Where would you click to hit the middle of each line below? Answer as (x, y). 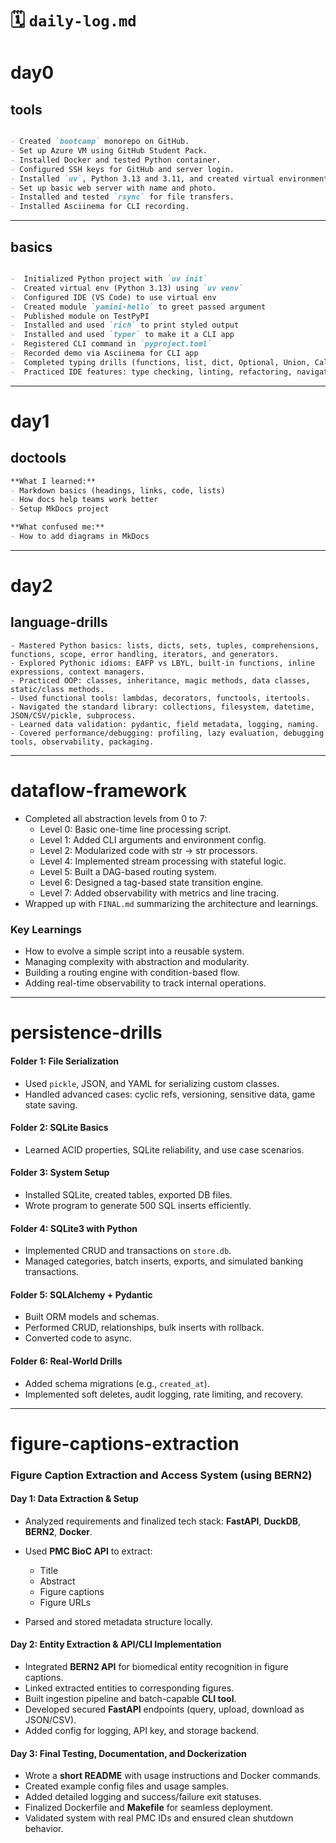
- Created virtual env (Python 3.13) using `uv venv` (127, 288)
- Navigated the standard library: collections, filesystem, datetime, (162, 707)
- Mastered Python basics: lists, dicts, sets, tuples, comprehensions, (165, 645)
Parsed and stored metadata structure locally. (118, 1621)
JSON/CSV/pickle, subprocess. (73, 715)
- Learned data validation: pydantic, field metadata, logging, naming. (165, 724)
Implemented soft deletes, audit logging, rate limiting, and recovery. (164, 1394)
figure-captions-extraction (125, 1443)
